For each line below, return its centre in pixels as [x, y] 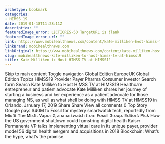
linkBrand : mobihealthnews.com [37, 46]
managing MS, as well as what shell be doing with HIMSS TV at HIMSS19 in [81, 100]
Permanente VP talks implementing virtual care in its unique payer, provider [81, 126]
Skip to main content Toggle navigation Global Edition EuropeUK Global [77, 74]
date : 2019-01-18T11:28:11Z [34, 23]
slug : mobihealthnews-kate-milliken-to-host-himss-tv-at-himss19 [73, 55]
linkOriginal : [20, 51]
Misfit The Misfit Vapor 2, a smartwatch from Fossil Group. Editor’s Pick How [82, 115]
